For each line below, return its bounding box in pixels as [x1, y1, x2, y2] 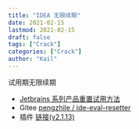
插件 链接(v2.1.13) [19, 112, 76, 121]
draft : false [8, 33, 51, 41]
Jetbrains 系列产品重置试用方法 [19, 94, 121, 103]
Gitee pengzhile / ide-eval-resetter [19, 102, 131, 112]
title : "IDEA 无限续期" [8, 11, 80, 20]
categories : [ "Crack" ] [8, 48, 82, 56]
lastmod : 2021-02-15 [8, 26, 76, 34]
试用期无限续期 [8, 77, 56, 87]
